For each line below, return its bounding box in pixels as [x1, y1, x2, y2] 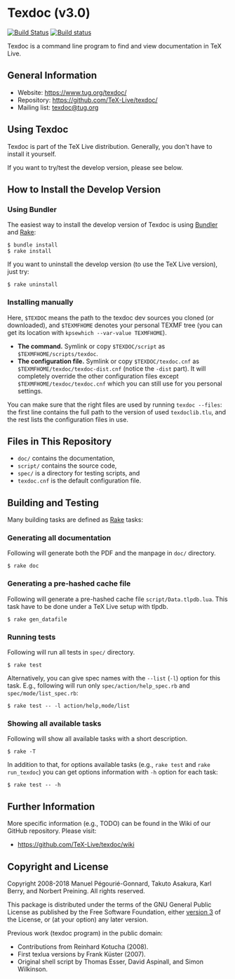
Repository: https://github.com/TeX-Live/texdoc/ [17, 96, 158, 104]
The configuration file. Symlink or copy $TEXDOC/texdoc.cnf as [17, 357, 200, 365]
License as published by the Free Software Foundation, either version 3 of [7, 907, 221, 916]
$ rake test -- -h [7, 782, 61, 789]
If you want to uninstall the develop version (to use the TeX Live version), [7, 260, 218, 268]
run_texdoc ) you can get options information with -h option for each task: [7, 768, 219, 777]
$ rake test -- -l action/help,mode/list [7, 702, 130, 710]
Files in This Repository [7, 435, 112, 447]
